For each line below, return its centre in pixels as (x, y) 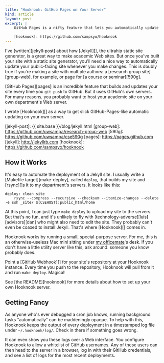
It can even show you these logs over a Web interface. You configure (75, 339)
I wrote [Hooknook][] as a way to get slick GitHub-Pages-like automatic (77, 112)
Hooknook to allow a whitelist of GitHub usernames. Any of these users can (81, 345)
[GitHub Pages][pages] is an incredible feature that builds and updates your (82, 86)
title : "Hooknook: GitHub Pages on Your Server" (56, 10)
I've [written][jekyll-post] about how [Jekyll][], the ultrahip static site (74, 51)
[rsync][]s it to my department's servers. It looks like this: (63, 185)
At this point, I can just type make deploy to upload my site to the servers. (78, 211)
